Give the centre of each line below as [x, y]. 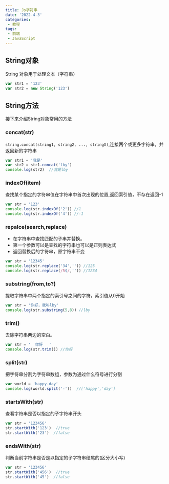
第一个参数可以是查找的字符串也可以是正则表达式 [64, 245]
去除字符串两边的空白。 [30, 335]
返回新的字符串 [21, 150]
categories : [18, 19]
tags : [11, 29]
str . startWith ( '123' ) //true [38, 428]
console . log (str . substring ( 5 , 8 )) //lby [48, 310]
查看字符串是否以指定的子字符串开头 [44, 414]
